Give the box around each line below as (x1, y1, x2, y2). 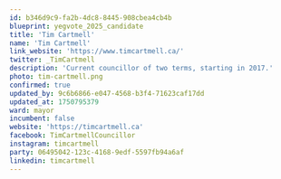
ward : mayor (9, 106, 54, 115)
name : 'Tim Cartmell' (9, 38, 92, 48)
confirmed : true (9, 80, 71, 89)
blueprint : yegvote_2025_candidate (9, 22, 144, 31)
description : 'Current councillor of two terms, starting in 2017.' (9, 64, 274, 73)
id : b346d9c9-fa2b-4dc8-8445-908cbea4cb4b (9, 13, 172, 23)
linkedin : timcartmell (9, 155, 95, 165)
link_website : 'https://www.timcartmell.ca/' (9, 47, 184, 56)
